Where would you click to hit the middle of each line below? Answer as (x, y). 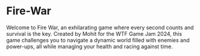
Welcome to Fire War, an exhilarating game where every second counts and (100, 27)
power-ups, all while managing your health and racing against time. (90, 46)
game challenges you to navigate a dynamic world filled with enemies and (98, 40)
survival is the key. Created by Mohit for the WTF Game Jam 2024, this (94, 33)
